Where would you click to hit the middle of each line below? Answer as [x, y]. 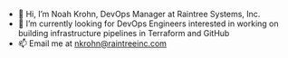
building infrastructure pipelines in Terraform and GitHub [124, 33]
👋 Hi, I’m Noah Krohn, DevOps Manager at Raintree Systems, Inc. [139, 14]
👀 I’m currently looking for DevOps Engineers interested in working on [148, 24]
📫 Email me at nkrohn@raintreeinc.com [92, 43]
